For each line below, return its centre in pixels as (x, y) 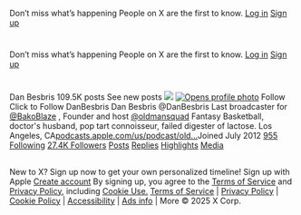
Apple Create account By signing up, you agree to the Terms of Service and (151, 181)
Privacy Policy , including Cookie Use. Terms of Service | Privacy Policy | (144, 191)
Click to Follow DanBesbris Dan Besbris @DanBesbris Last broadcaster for (149, 107)
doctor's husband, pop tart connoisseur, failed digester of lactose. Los (141, 126)
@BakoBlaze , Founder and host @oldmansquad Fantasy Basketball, (137, 116)
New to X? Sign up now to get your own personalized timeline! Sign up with (150, 171)
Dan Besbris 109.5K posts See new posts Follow (147, 97)
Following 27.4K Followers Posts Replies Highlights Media (117, 145)
